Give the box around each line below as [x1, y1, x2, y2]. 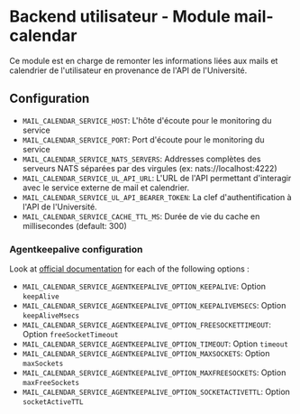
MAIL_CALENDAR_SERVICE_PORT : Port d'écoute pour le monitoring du [22, 133, 265, 145]
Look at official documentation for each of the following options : [9, 263, 250, 274]
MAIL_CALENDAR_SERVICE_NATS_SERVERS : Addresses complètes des [22, 153, 261, 164]
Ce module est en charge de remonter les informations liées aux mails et [9, 55, 278, 66]
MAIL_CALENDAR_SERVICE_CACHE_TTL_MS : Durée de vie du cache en [22, 210, 260, 222]
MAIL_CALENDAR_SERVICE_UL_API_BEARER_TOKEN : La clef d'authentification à [22, 191, 292, 202]
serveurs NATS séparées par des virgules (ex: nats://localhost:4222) [22, 162, 277, 173]
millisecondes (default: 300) [22, 220, 128, 231]
